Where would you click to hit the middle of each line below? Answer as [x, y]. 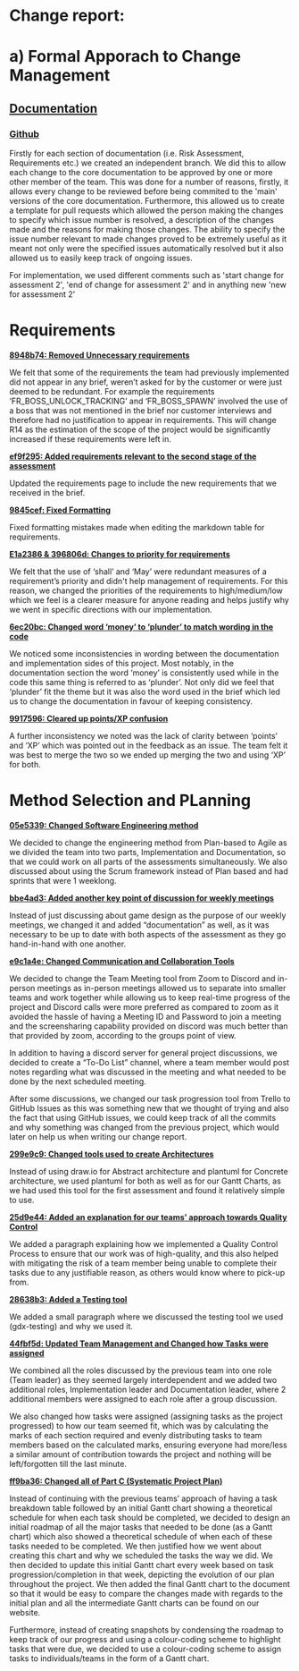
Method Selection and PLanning [130, 801]
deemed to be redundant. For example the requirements [112, 391]
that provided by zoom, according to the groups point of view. [123, 1035]
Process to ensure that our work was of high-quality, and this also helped [144, 1253]
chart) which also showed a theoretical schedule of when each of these [141, 1536]
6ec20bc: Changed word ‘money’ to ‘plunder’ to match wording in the [141, 627]
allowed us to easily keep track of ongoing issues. [101, 258]
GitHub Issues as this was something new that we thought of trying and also [149, 1108]
